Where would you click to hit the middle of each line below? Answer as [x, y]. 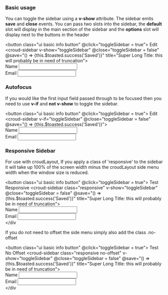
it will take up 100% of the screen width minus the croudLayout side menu [82, 167]
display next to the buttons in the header [47, 35]
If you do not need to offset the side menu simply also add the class [76, 232]
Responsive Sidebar [30, 151]
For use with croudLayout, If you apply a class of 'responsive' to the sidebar [84, 162]
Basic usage [21, 8]
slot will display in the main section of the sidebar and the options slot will [82, 29]
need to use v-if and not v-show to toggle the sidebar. [62, 103]
